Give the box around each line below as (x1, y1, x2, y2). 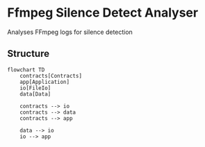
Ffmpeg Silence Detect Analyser (7, 5, 199, 21)
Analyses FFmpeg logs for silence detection (7, 28, 133, 36)
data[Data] (19, 90, 51, 98)
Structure (7, 48, 50, 60)
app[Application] (19, 78, 70, 85)
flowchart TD (7, 66, 45, 73)
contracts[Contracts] (19, 72, 82, 79)
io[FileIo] (19, 85, 51, 92)
